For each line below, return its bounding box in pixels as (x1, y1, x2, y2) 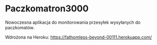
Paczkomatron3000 (5, 3, 89, 14)
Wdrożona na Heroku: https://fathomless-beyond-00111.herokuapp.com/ (5, 34, 152, 40)
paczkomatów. (5, 24, 35, 30)
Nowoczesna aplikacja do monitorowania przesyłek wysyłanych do (5, 19, 141, 25)
